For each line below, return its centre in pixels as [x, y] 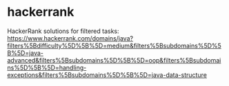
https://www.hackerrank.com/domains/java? [70, 38]
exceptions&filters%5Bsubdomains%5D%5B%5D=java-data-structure [107, 75]
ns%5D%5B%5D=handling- [47, 67]
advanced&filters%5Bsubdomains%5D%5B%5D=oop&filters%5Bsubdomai [114, 60]
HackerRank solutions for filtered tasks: [63, 31]
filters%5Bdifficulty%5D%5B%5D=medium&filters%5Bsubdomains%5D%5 [114, 45]
